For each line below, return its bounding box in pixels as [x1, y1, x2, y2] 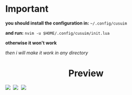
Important [5, 3, 49, 15]
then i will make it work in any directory [5, 50, 89, 56]
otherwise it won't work [5, 39, 57, 46]
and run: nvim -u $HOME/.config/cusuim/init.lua [5, 30, 110, 36]
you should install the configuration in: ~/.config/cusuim [5, 20, 127, 26]
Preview [68, 67, 104, 79]
